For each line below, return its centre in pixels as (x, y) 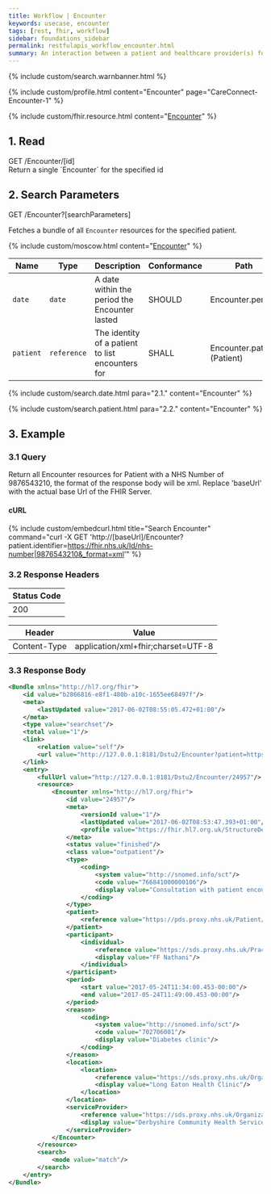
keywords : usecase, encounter (59, 23)
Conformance (175, 266)
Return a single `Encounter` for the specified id (86, 170)
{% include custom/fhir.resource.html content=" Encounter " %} (113, 116)
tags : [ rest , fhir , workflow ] (59, 31)
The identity (117, 333)
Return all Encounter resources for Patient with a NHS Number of (116, 475)
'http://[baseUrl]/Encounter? (137, 537)
